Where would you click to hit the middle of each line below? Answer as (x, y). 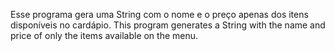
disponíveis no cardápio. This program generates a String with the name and (168, 25)
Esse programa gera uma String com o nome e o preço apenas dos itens (159, 14)
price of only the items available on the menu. (104, 35)
